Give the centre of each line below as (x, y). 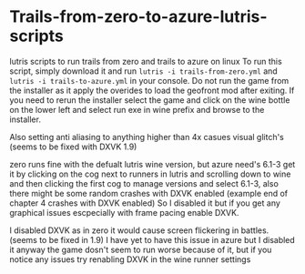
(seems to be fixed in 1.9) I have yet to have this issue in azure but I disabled (152, 239)
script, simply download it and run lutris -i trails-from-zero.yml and (143, 71)
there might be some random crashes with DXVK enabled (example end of (149, 193)
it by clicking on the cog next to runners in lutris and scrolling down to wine (150, 174)
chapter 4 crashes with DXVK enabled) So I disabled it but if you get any (145, 203)
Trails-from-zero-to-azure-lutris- (138, 17)
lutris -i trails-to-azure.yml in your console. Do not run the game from (149, 80)
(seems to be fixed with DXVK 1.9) (73, 147)
